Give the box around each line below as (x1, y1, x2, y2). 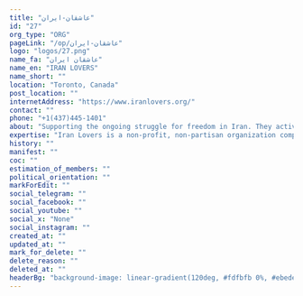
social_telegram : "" (9, 190, 87, 199)
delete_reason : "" (9, 256, 78, 266)
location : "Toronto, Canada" (9, 80, 119, 89)
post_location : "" (9, 88, 78, 97)
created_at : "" (9, 231, 67, 240)
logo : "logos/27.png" (9, 47, 91, 56)
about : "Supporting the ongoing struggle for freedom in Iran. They (9, 123, 272, 132)
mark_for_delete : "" (9, 248, 87, 257)
